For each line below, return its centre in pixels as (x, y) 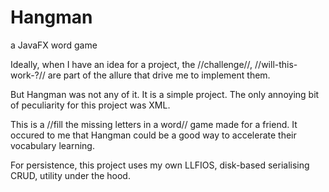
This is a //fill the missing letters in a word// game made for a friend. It (154, 124)
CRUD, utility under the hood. (70, 175)
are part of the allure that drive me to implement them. (159, 75)
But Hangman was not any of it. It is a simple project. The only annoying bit (165, 94)
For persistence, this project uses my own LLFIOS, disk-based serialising (160, 165)
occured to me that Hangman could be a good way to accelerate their (153, 135)
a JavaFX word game (54, 45)
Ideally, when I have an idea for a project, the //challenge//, (131, 64)
